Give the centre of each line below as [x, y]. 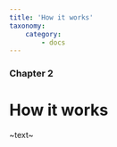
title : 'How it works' [51, 17]
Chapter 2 [31, 74]
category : [44, 34]
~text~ [21, 135]
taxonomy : [28, 26]
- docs [54, 42]
